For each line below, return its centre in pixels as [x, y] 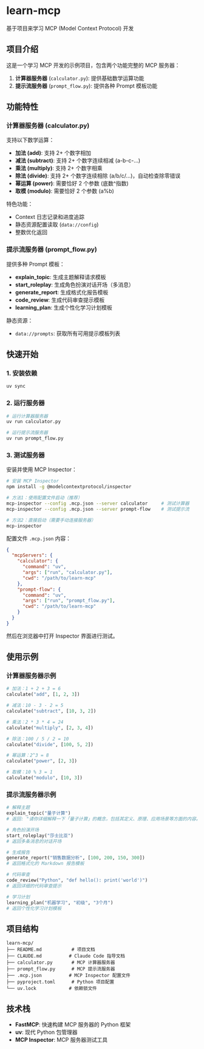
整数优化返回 [31, 232]
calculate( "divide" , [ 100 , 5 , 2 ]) [50, 744]
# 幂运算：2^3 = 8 [28, 756]
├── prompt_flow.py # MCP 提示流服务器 [61, 969]
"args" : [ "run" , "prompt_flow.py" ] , [69, 601]
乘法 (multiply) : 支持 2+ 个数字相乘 [59, 168]
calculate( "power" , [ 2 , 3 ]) [42, 761]
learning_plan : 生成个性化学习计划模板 [63, 307]
